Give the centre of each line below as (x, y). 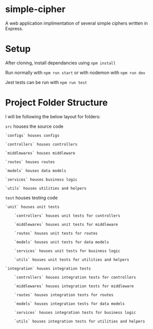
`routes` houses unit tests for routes (56, 233)
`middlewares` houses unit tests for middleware (66, 224)
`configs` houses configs (32, 135)
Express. (14, 28)
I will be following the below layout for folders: (53, 116)
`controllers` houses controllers (42, 144)
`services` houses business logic (42, 180)
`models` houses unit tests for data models (62, 242)
